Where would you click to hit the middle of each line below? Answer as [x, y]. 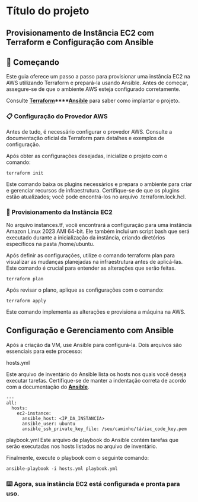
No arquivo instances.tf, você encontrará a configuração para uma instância [99, 225]
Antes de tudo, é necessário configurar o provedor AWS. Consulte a [89, 131]
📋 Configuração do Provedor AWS [57, 116]
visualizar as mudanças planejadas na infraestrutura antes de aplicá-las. [95, 261]
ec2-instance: [34, 413]
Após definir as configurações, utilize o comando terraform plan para [90, 255]
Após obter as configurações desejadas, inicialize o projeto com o [87, 156]
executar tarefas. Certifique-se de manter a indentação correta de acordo [96, 380]
